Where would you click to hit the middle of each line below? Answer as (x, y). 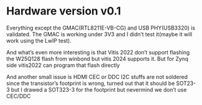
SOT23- (186, 83)
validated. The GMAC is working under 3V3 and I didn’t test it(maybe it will (99, 34)
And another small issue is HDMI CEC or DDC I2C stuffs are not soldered (97, 77)
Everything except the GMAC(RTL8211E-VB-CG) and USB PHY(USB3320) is (101, 28)
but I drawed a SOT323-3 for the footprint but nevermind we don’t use (99, 89)
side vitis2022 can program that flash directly (63, 65)
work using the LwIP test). (39, 40)
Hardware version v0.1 (64, 11)
